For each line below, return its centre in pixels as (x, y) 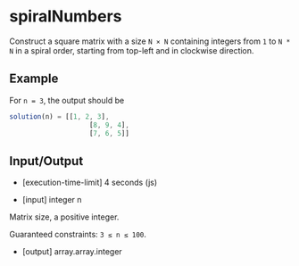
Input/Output (46, 161)
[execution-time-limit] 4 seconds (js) (90, 183)
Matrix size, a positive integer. (64, 217)
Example (34, 79)
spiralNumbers (66, 17)
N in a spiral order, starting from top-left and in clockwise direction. (132, 50)
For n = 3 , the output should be (67, 100)
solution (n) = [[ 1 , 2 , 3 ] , (59, 116)
